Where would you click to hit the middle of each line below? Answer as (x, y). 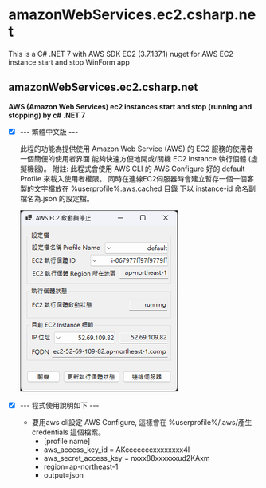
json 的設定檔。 (68, 198)
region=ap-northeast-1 (81, 466)
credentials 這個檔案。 (68, 432)
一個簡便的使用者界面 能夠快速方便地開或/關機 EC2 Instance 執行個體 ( (135, 158)
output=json (63, 475)
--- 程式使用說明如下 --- (59, 405)
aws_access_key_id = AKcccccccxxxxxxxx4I (117, 450)
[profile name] (67, 441)
